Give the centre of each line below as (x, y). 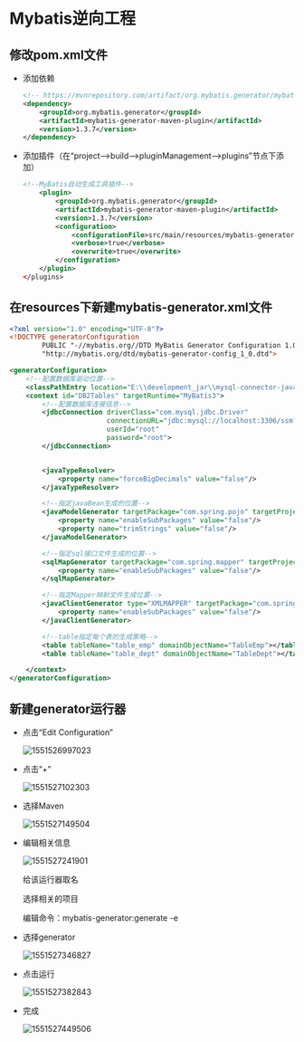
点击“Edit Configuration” (67, 732)
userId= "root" (133, 430)
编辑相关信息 (46, 842)
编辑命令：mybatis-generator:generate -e (100, 918)
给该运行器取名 (50, 879)
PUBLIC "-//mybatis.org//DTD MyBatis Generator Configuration (161, 346)
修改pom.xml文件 (59, 55)
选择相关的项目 (50, 899)
